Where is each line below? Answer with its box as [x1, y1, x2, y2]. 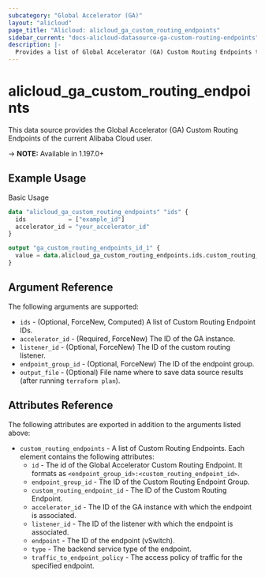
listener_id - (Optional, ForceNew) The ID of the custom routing [19, 342, 231, 351]
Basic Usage [8, 193, 50, 202]
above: [8, 428, 31, 437]
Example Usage [8, 171, 87, 186]
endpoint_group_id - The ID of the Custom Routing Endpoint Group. [31, 477, 250, 486]
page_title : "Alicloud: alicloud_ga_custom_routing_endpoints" [8, 26, 221, 34]
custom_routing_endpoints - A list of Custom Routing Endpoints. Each [19, 443, 245, 452]
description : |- [8, 41, 62, 49]
